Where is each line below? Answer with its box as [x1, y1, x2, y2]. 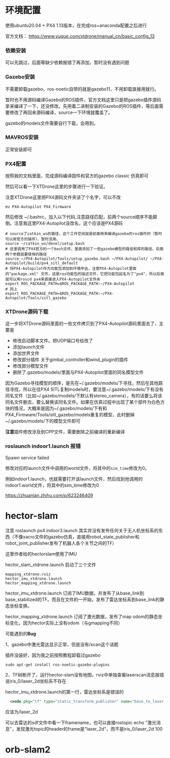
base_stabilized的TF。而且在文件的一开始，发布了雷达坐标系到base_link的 [5, 596, 160, 603]
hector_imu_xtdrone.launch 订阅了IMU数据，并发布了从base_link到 [5, 590, 144, 596]
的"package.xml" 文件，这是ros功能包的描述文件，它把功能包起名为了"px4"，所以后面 [5, 271, 164, 276]
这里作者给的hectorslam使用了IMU [5, 550, 77, 557]
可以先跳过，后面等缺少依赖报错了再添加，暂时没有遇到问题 [5, 59, 130, 66]
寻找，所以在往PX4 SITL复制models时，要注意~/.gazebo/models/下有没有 [9, 386, 163, 392]
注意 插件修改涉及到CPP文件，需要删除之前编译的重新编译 [5, 429, 125, 435]
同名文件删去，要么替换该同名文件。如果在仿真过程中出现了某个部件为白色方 [5, 399, 165, 405]
